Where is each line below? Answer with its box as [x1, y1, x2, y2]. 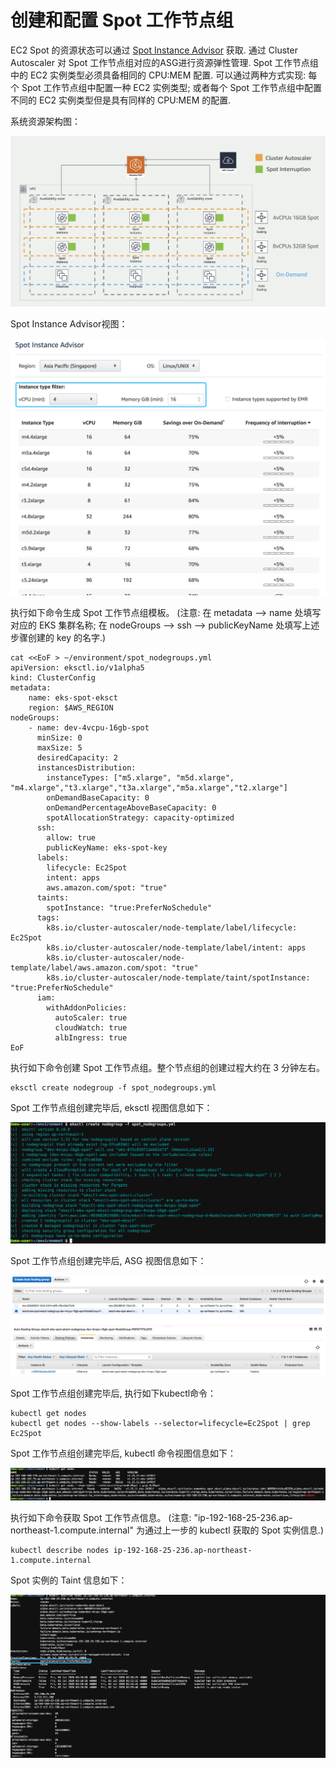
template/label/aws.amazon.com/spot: [10, 962, 168, 973]
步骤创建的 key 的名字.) [10, 631, 107, 643]
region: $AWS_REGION [28, 702, 114, 713]
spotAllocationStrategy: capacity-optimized [46, 812, 235, 823]
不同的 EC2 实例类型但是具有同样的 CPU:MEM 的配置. [10, 94, 232, 106]
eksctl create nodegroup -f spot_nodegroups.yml [10, 1082, 217, 1093]
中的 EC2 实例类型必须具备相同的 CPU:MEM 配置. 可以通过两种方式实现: [10, 69, 307, 81]
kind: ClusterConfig [10, 672, 97, 683]
